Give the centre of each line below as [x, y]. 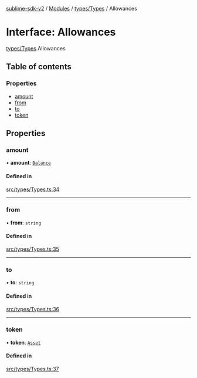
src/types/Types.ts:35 [33, 249]
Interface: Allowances [61, 32]
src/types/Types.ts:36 [33, 309]
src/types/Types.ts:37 [33, 369]
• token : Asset [23, 342]
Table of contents [39, 67]
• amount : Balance [28, 163]
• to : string [20, 282]
